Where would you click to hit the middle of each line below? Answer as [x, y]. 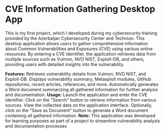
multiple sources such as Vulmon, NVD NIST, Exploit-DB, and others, [75, 59]
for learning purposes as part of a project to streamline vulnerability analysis [82, 121]
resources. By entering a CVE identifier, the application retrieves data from [81, 54]
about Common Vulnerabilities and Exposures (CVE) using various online [79, 49]
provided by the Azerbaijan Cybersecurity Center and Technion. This [75, 38]
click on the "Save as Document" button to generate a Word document [77, 110]
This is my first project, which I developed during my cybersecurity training [81, 33]
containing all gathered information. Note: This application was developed [80, 115]
